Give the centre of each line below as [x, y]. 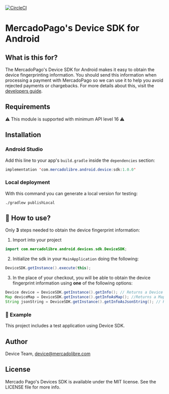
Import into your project [37, 240]
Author [16, 341]
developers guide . [24, 91]
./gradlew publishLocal [30, 203]
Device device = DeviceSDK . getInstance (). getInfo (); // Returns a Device [84, 293]
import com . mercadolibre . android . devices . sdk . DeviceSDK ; [66, 249]
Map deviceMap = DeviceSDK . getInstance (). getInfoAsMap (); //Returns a [81, 297]
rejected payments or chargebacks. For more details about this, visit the [80, 86]
